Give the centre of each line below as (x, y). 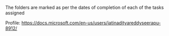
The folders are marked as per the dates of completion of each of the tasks (84, 7)
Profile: (13, 23)
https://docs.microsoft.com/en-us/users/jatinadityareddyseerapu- (91, 23)
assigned (15, 13)
